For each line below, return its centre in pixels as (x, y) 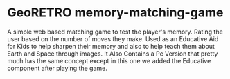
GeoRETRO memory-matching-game (115, 13)
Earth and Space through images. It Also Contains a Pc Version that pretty (113, 54)
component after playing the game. (57, 68)
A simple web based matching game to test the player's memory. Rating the (115, 32)
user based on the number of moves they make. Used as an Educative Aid (113, 38)
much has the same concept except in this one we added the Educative (109, 60)
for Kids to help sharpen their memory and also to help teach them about (111, 46)
